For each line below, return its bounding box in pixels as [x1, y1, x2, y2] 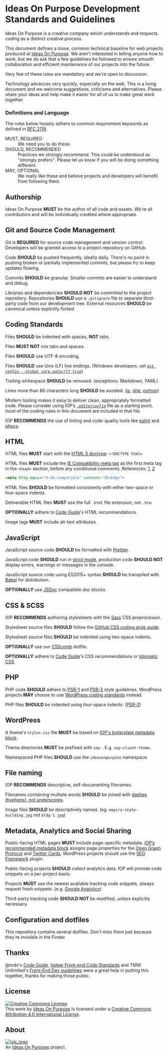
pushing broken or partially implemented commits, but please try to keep [5, 259, 155, 266]
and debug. [5, 280, 29, 286]
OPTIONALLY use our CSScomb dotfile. [5, 643, 88, 649]
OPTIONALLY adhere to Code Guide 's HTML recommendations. [5, 509, 138, 515]
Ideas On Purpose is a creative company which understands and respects [5, 30, 158, 36]
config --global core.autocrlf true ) [5, 368, 84, 374]
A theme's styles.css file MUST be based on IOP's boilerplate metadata [5, 729, 155, 735]
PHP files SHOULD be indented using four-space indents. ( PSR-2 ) [5, 701, 141, 708]
